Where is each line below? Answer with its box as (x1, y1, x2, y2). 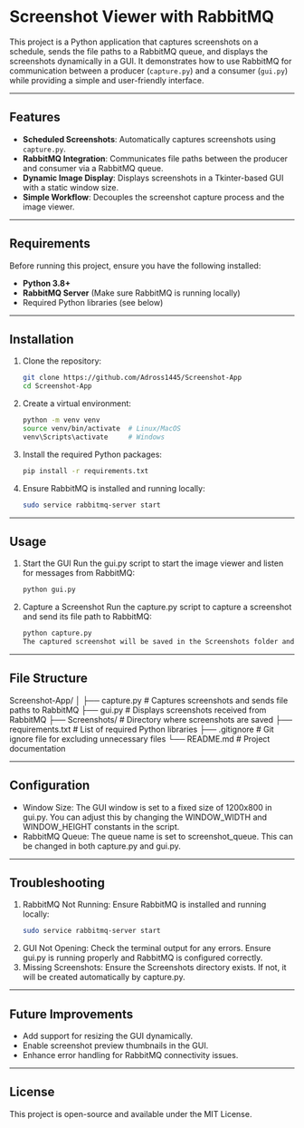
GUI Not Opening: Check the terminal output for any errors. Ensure (22, 943, 271, 954)
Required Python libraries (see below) (22, 297, 164, 307)
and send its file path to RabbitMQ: (22, 611, 152, 622)
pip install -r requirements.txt (22, 466, 149, 475)
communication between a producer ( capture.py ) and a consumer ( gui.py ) (9, 65, 289, 76)
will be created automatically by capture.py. (22, 972, 185, 983)
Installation (9, 331, 74, 346)
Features (9, 110, 61, 125)
